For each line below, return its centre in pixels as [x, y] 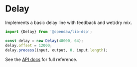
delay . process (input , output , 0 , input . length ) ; [57, 50]
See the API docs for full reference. [41, 59]
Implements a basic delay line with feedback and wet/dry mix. [68, 22]
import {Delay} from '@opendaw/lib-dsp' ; [49, 31]
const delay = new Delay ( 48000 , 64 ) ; [44, 40]
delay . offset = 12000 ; [29, 45]
